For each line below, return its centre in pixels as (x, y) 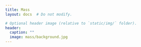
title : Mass (17, 10)
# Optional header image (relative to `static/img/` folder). (71, 23)
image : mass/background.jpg (39, 37)
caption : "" (22, 33)
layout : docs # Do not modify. (39, 14)
